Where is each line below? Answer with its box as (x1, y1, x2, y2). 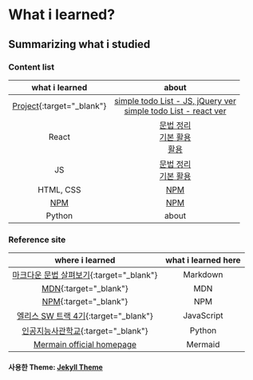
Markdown (183, 269, 223, 280)
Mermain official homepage (33, 339, 137, 350)
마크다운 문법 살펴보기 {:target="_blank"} (12, 270, 158, 281)
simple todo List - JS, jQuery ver (114, 95, 237, 106)
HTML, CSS (37, 184, 81, 195)
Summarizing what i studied (8, 38, 151, 51)
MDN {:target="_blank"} (41, 283, 129, 295)
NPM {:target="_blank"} (42, 296, 128, 307)
